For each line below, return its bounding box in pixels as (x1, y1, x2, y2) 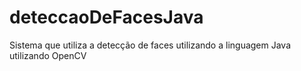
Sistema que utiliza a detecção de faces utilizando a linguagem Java (9, 39, 292, 51)
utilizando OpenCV (9, 49, 87, 61)
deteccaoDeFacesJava (9, 6, 204, 29)
